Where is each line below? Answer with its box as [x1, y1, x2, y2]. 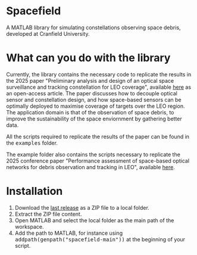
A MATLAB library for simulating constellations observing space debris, [6, 24, 181, 31]
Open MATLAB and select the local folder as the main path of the [14, 216, 174, 224]
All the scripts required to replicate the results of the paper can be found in [6, 133, 189, 140]
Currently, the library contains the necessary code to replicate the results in [6, 70, 192, 78]
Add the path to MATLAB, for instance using [14, 229, 123, 237]
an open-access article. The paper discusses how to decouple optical [6, 89, 177, 97]
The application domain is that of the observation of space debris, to [6, 108, 174, 116]
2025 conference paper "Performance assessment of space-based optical [6, 157, 189, 164]
